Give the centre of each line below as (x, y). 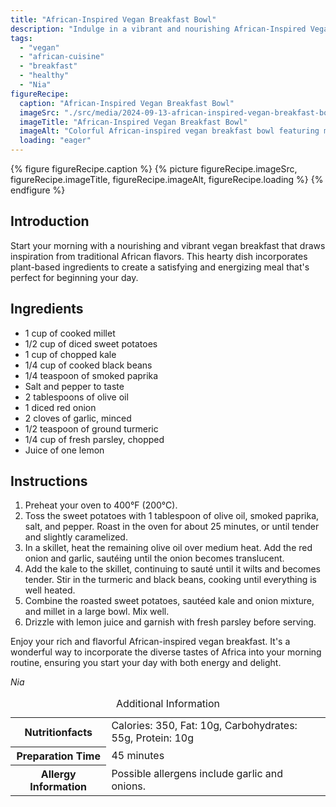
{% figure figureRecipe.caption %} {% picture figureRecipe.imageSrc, (154, 169)
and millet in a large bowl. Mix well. (97, 612)
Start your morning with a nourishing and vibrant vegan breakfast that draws (168, 245)
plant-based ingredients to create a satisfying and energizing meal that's (160, 267)
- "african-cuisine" (62, 57)
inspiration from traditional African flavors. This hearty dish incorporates (159, 256)
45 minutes (138, 755)
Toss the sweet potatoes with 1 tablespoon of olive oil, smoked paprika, (172, 516)
